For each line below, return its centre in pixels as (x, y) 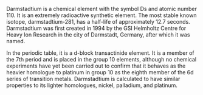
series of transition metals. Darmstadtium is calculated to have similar (93, 79)
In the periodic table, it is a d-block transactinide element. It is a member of (100, 53)
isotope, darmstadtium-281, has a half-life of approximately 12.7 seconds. (98, 22)
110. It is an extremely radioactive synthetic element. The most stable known (101, 15)
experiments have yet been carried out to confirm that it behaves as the (96, 66)
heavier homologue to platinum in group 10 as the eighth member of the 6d (100, 72)
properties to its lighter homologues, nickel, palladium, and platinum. (92, 85)
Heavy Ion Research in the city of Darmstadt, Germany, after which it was (98, 35)
